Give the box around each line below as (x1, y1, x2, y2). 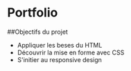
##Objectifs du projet (7, 28, 68, 36)
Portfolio (7, 5, 58, 21)
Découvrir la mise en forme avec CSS (17, 48, 125, 57)
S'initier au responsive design (17, 55, 103, 63)
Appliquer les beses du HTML (17, 41, 103, 49)
